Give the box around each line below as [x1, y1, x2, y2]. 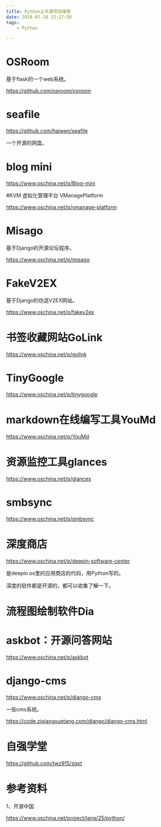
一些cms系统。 [6, 705, 42, 712]
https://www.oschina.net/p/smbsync [6, 515, 94, 522]
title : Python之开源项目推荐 [6, 8, 71, 15]
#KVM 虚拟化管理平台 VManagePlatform [6, 192, 104, 199]
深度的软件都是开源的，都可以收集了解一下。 [6, 582, 114, 589]
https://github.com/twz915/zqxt [6, 759, 83, 767]
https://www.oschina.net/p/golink [6, 351, 87, 358]
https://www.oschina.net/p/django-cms [6, 694, 101, 701]
